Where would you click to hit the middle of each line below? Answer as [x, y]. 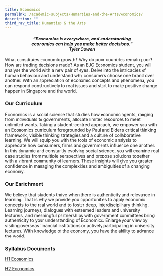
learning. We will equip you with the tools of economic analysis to [71, 140]
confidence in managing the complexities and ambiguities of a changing [77, 166]
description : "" [21, 19]
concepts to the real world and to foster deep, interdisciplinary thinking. [77, 205]
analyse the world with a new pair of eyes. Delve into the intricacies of [76, 70]
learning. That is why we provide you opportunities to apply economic [75, 200]
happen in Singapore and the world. [41, 91]
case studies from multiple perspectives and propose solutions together [77, 156]
